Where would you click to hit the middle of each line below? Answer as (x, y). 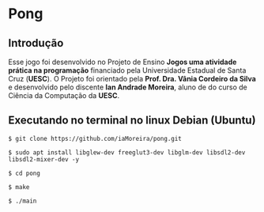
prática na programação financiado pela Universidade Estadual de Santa (127, 70)
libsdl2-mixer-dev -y (44, 159)
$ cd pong (25, 173)
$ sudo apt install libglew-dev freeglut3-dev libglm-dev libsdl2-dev (127, 152)
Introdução (36, 43)
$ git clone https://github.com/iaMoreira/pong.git (95, 138)
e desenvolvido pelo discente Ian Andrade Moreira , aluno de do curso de (128, 87)
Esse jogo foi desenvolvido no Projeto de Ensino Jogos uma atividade (123, 62)
